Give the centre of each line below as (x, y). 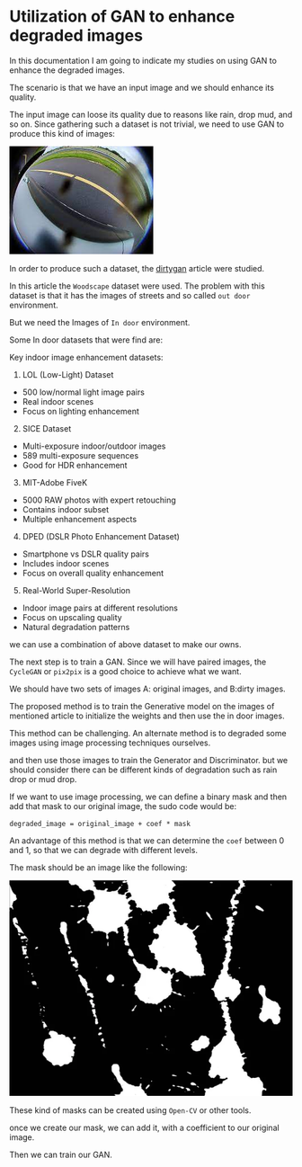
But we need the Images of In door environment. (100, 322)
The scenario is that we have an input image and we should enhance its (142, 87)
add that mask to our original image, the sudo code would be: (123, 806)
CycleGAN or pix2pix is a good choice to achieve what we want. (125, 671)
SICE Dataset (47, 428)
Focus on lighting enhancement (80, 411)
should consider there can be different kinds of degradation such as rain (143, 770)
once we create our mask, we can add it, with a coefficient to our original (145, 1127)
